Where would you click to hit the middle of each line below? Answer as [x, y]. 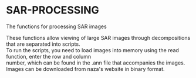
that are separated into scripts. [43, 44]
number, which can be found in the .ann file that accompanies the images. [96, 63]
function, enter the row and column [49, 56]
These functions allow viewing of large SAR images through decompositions [98, 38]
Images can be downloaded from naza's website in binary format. [86, 69]
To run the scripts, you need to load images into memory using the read [92, 50]
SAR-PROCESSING [53, 10]
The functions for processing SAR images [56, 26]
